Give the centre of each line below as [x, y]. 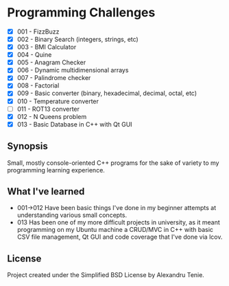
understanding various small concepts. [72, 215]
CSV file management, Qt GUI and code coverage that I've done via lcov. [120, 237]
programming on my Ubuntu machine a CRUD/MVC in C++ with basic [115, 230]
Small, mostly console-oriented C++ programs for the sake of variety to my [113, 163]
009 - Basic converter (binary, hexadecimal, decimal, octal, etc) [107, 93]
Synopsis [27, 146]
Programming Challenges [81, 13]
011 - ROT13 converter [48, 109]
